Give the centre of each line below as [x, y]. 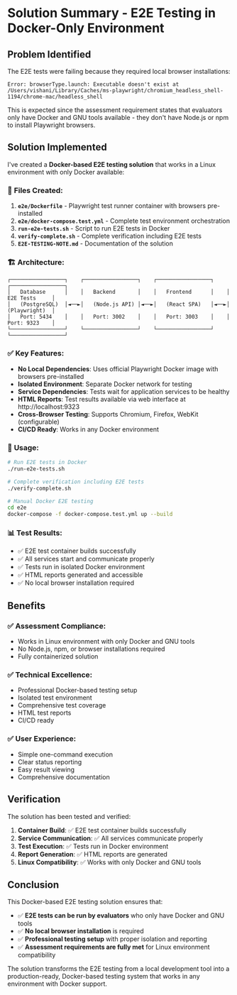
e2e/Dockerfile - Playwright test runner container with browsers [112, 206]
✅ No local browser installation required [76, 583]
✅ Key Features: [36, 353]
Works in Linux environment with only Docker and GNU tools [106, 642]
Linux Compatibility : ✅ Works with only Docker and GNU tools [109, 862]
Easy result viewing [46, 769]
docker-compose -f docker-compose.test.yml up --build [90, 515]
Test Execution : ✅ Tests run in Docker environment [93, 846]
